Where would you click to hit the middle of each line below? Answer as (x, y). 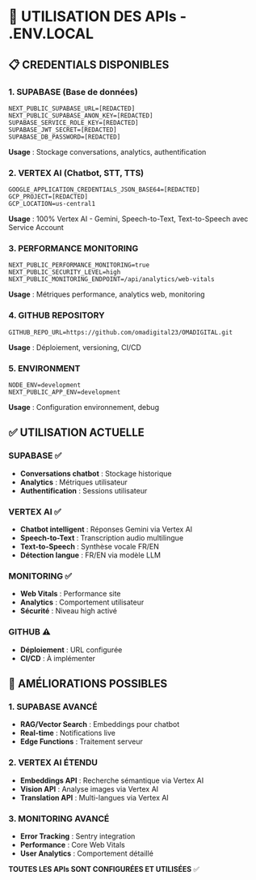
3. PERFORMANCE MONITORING (73, 249)
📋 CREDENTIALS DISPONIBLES (89, 64)
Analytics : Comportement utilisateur (82, 602)
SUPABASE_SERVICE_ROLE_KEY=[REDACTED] (73, 122)
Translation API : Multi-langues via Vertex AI (94, 797)
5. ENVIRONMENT (44, 368)
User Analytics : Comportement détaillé (86, 853)
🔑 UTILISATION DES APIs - (98, 17)
